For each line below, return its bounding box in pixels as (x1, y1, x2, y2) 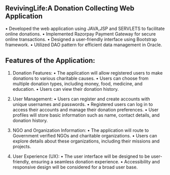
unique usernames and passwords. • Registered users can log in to (12, 101, 153, 107)
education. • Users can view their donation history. (12, 86, 119, 92)
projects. (12, 143, 31, 149)
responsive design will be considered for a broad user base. (12, 164, 138, 170)
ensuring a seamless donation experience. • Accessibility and (31, 158, 160, 164)
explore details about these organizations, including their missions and (12, 138, 160, 144)
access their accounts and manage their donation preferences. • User (12, 107, 159, 113)
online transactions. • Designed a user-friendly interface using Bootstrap (5, 36, 157, 42)
